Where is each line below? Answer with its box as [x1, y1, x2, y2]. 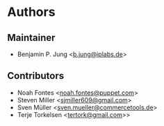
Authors [7, 4, 56, 20]
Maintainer [7, 32, 56, 44]
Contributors [7, 70, 65, 82]
